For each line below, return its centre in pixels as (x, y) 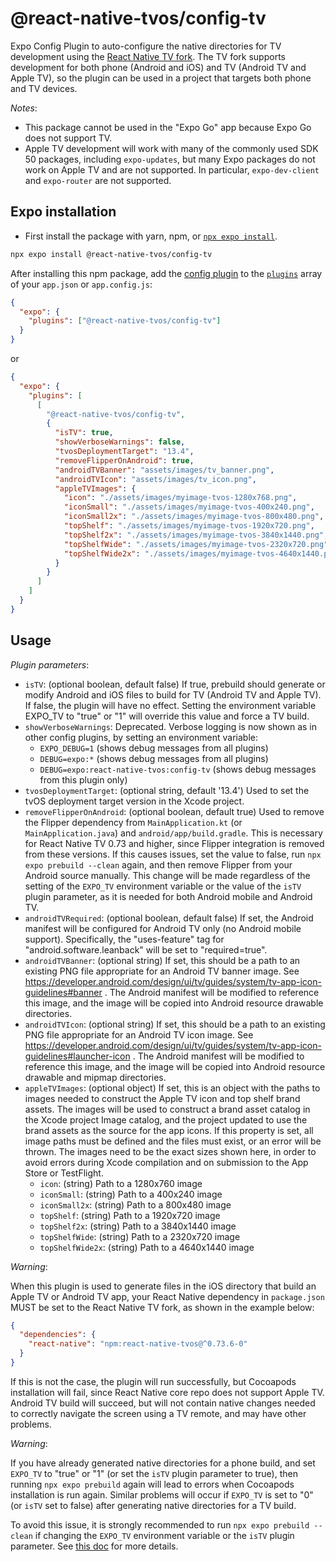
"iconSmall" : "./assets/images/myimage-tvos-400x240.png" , (189, 507)
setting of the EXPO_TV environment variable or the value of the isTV (163, 886)
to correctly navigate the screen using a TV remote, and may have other (158, 1413)
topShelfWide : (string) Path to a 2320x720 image (140, 1236)
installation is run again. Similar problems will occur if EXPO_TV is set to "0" (162, 1494)
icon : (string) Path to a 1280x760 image (121, 1183)
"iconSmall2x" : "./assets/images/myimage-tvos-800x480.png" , (194, 517)
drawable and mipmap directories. (95, 1077)
